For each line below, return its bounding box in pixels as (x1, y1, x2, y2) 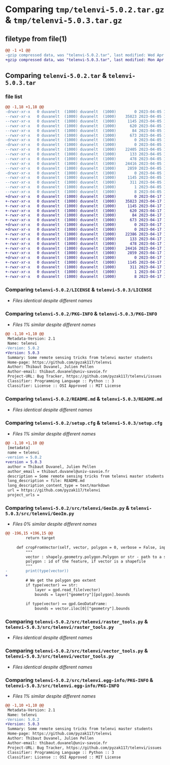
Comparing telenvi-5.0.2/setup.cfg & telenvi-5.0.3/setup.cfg (5, 419, 163, 426)
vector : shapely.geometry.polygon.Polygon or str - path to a (25, 554, 162, 559)
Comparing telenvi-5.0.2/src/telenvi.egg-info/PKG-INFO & (5, 676, 153, 683)
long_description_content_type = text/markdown (7, 483, 110, 488)
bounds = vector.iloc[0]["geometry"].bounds (34, 606, 130, 611)
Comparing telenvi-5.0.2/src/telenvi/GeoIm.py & (5, 504, 130, 511)
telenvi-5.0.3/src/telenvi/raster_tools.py (5, 624, 114, 630)
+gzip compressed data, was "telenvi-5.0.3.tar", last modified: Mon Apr (5, 57, 164, 62)
